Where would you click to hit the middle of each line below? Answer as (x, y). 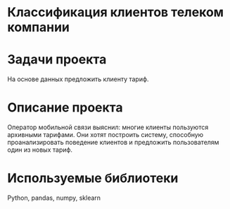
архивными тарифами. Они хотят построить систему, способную (106, 135)
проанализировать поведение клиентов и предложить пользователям (113, 143)
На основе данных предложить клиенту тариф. (78, 79)
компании (39, 27)
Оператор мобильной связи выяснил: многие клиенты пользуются (108, 127)
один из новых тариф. (40, 150)
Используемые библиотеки (93, 178)
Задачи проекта (57, 60)
